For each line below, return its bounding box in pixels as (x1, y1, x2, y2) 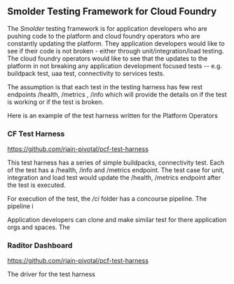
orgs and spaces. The (7, 223, 70, 231)
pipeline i (7, 202, 34, 210)
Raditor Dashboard (7, 240, 73, 250)
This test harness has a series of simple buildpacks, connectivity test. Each (7, 158, 224, 167)
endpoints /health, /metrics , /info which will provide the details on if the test (7, 90, 227, 98)
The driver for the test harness (7, 270, 96, 278)
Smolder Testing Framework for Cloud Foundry (7, 6, 217, 18)
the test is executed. (7, 181, 67, 189)
